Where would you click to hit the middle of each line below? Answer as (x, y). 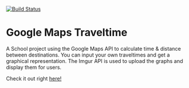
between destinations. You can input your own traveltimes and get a (88, 55)
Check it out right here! (34, 78)
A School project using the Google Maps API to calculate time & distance (94, 48)
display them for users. (34, 67)
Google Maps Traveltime (67, 33)
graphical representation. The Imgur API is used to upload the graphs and (94, 61)
